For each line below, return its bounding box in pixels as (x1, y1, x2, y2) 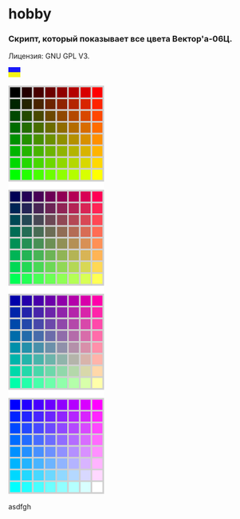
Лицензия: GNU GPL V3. (8, 51, 90, 61)
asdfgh (8, 502, 32, 512)
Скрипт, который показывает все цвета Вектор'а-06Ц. (8, 34, 233, 45)
